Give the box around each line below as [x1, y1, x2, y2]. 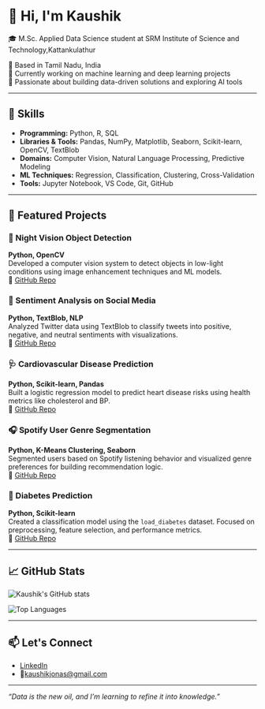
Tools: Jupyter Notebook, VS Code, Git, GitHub [19, 178, 174, 188]
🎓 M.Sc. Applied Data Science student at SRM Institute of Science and [8, 33, 240, 43]
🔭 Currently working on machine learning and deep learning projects [8, 69, 231, 78]
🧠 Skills [8, 107, 45, 121]
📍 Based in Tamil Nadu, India [8, 60, 101, 69]
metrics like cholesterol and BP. [8, 396, 110, 405]
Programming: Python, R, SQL [19, 128, 119, 137]
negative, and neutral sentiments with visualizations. [8, 330, 179, 339]
